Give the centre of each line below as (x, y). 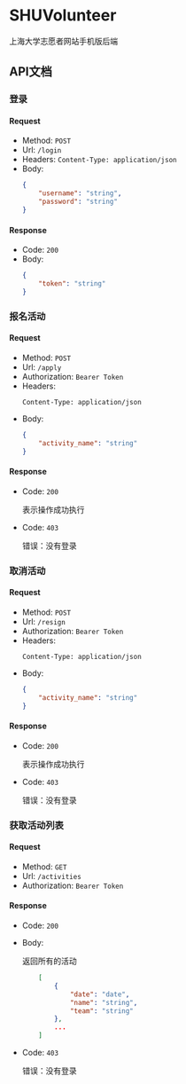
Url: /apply (42, 367)
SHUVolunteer (63, 16)
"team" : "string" (102, 1011)
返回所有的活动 (49, 961)
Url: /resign (44, 621)
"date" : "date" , (100, 994)
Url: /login (42, 150)
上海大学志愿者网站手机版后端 (63, 41)
